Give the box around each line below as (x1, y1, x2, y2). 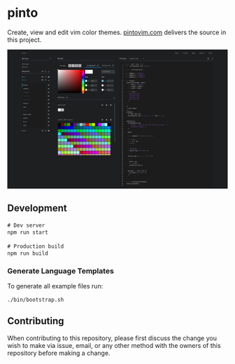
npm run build (7, 250, 49, 257)
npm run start (7, 229, 49, 236)
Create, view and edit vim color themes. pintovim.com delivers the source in (7, 28, 227, 36)
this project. (7, 35, 42, 43)
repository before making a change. (7, 349, 111, 357)
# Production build (7, 243, 64, 250)
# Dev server (7, 222, 45, 229)
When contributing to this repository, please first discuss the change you (7, 334, 217, 342)
